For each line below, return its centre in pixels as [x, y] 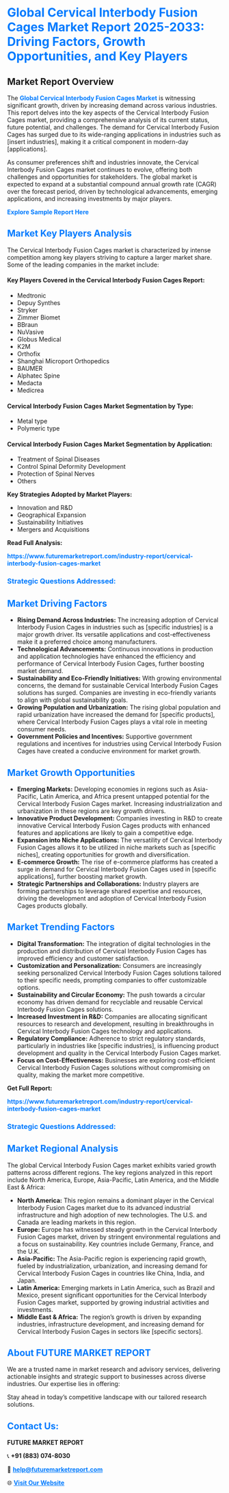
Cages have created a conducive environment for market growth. [109, 751]
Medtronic [31, 295]
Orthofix [29, 354]
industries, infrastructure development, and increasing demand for [111, 1324]
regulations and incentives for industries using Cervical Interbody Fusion [119, 744]
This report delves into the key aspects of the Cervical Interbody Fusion [108, 112]
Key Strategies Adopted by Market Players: [70, 494]
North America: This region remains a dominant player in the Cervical [115, 1200]
